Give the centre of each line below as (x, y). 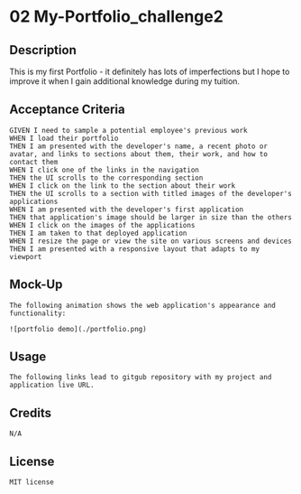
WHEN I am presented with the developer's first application (127, 210)
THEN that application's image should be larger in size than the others (151, 217)
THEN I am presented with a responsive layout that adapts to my (134, 249)
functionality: (38, 313)
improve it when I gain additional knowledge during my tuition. (125, 81)
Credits (31, 413)
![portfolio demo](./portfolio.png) (78, 329)
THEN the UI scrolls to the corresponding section (106, 178)
